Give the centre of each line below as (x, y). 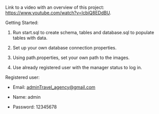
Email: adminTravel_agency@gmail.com (54, 87)
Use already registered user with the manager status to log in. (77, 67)
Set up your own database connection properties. (65, 48)
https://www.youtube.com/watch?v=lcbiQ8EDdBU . (58, 13)
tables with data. (30, 38)
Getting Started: (22, 23)
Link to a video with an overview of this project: (55, 7)
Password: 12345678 (35, 107)
